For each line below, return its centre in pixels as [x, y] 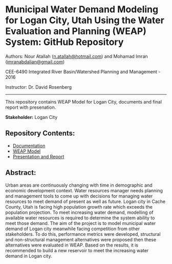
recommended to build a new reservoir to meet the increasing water [77, 250]
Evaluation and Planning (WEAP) [76, 31]
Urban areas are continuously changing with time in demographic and [79, 185]
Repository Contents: [40, 134]
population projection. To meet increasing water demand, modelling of [79, 212]
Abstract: [21, 173]
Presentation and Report [38, 156]
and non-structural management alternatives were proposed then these [81, 239]
